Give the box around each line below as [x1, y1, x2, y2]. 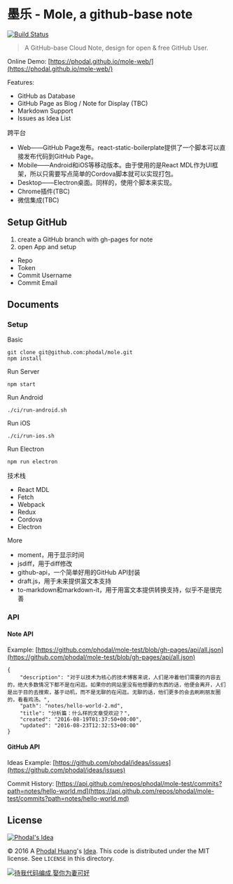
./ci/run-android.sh [7, 407, 68, 414]
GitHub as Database [17, 92, 76, 100]
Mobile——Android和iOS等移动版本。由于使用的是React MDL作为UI [17, 160, 212, 169]
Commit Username [17, 271, 72, 279]
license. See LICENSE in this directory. [7, 854, 114, 862]
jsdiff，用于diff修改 [17, 559, 73, 568]
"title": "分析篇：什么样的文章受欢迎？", [20, 710, 131, 717]
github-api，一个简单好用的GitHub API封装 [17, 568, 141, 577]
